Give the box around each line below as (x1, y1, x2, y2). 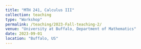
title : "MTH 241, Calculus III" (5, 7, 74, 13)
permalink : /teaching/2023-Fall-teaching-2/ (5, 21, 102, 27)
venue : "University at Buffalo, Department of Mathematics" (5, 27, 137, 32)
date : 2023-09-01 (5, 31, 43, 36)
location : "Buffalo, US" (5, 36, 58, 41)
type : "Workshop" (5, 17, 43, 22)
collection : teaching (5, 12, 52, 17)
